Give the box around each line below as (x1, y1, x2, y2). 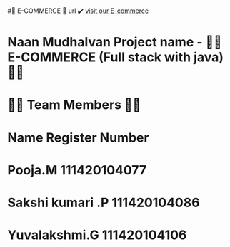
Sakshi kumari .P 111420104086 (7, 194, 200, 211)
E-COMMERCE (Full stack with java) (7, 49, 224, 65)
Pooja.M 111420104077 (7, 162, 147, 178)
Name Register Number (7, 130, 149, 145)
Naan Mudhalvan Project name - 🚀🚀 (7, 34, 223, 51)
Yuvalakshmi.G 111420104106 (7, 227, 187, 243)
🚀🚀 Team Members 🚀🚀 (7, 97, 141, 113)
